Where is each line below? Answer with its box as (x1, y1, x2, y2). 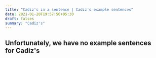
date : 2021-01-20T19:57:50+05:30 (5, 12, 74, 17)
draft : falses (5, 16, 35, 21)
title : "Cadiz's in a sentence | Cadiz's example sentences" (5, 7, 134, 12)
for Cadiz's (5, 46, 40, 55)
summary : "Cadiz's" (5, 20, 45, 26)
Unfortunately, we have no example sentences (5, 39, 152, 47)
